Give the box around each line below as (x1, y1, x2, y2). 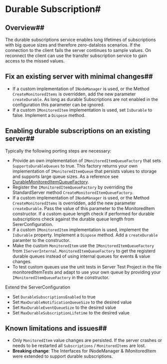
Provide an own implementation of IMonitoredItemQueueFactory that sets (12, 157, 161, 163)
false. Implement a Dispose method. (12, 112, 86, 118)
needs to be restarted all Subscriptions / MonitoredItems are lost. (12, 342, 146, 348)
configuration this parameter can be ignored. (12, 101, 105, 107)
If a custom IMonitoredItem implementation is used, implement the (12, 226, 149, 232)
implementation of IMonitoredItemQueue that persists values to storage (12, 168, 157, 174)
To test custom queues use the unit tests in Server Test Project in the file (12, 263, 162, 269)
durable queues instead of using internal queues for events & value (12, 253, 151, 259)
